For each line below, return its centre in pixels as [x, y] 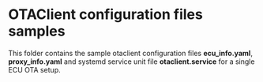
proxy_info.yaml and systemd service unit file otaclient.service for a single [131, 61]
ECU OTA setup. [34, 69]
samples [37, 31]
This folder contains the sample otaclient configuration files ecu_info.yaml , [130, 53]
